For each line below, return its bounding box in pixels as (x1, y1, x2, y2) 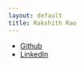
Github (19, 41, 42, 50)
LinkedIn (19, 49, 49, 59)
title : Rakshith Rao (8, 19, 78, 27)
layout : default (8, 11, 62, 20)
